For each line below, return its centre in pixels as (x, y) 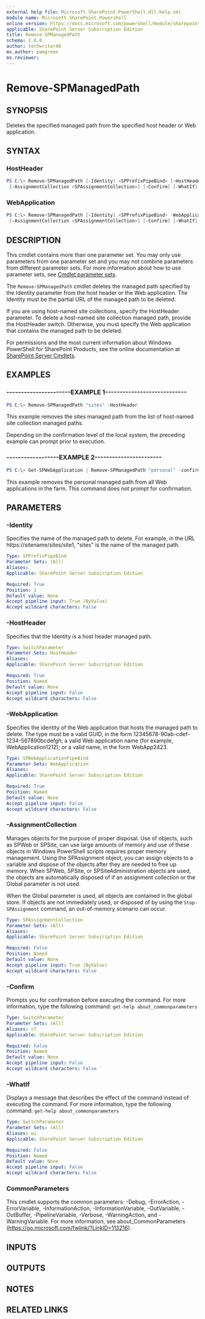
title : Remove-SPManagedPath (43, 35)
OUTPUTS (26, 1268)
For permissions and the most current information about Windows (89, 342)
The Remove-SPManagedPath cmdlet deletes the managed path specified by (99, 286)
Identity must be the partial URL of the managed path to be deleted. (91, 299)
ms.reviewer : (23, 58)
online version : (27, 23)
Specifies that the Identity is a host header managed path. (79, 636)
